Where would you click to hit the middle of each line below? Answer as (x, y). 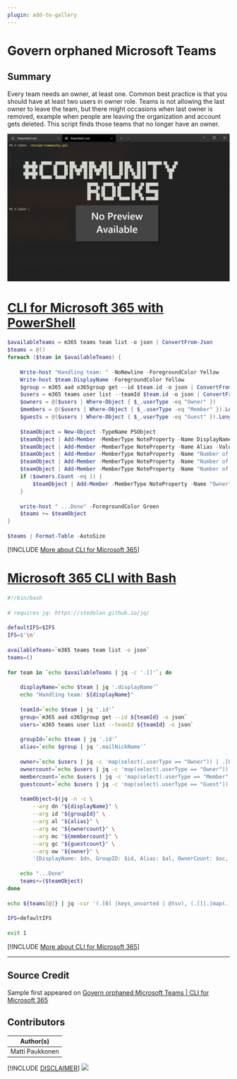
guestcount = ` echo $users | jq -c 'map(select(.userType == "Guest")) (124, 784)
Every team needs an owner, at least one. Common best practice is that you (117, 94)
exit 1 (17, 933)
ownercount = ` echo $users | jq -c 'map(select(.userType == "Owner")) (124, 769)
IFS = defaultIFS (30, 919)
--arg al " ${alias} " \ (66, 822)
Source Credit (38, 975)
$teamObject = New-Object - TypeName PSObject (88, 432)
